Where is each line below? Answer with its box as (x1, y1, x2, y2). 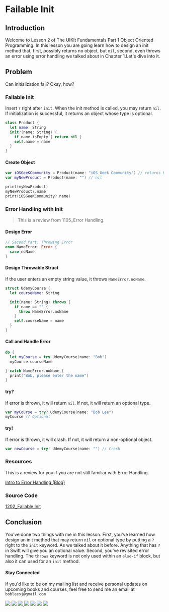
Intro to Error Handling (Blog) (5, 479, 65, 485)
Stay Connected (5, 570, 40, 576)
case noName (10, 249, 35, 254)
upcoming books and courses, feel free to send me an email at (5, 586, 135, 592)
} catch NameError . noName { (5, 368, 64, 373)
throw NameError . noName (18, 309, 69, 314)
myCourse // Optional (5, 414, 51, 419)
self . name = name (14, 139, 51, 144)
